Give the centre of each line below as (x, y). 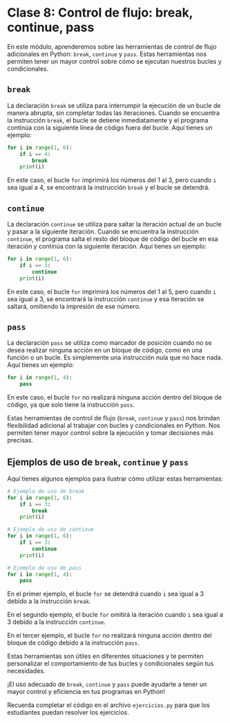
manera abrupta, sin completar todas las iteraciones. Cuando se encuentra (113, 113)
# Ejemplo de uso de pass (44, 568)
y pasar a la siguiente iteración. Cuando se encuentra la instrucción (103, 232)
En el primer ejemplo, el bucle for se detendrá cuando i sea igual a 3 (106, 594)
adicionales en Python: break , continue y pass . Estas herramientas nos (107, 54)
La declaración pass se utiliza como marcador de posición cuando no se (109, 343)
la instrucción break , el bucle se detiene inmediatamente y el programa (108, 120)
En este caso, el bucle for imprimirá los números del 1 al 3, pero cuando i (112, 180)
